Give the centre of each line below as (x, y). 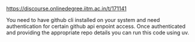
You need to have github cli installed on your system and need (83, 20)
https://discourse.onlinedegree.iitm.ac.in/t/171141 (67, 9)
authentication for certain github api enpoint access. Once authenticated (96, 26)
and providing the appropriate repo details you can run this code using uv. (98, 33)
